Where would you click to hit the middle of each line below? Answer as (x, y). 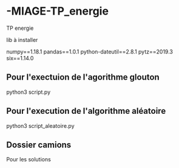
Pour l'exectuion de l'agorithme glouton (83, 77)
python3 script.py (29, 92)
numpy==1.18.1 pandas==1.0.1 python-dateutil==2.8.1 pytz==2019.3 (89, 51)
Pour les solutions (29, 159)
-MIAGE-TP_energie (58, 11)
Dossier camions (39, 145)
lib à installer (22, 40)
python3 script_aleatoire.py (40, 125)
